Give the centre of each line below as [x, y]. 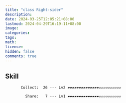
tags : [11, 38]
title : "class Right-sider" [34, 10]
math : [11, 42]
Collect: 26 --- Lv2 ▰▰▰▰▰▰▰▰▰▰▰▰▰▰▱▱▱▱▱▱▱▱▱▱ [71, 88]
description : [19, 14]
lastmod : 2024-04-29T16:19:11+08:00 [43, 24]
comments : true [21, 56]
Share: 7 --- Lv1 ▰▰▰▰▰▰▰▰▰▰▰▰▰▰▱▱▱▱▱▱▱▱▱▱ [73, 97]
